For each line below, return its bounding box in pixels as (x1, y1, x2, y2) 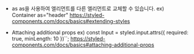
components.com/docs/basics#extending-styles (11, 18, 130, 24)
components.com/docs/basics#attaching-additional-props (11, 41, 154, 48)
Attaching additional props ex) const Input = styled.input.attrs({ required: (11, 29, 189, 36)
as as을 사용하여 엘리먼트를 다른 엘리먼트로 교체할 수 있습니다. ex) (11, 5, 165, 12)
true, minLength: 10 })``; (11, 35, 70, 42)
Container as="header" (11, 12, 69, 19)
